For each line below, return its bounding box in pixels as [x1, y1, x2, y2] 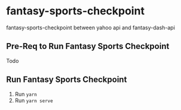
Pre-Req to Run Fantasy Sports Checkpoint [6, 41, 170, 51]
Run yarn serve [14, 97, 53, 104]
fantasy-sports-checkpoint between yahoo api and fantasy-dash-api [6, 24, 175, 31]
